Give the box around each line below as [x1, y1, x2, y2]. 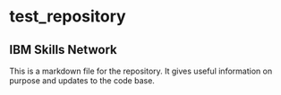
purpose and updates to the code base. [9, 75, 155, 86]
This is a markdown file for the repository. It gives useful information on [9, 65, 273, 76]
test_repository [9, 6, 127, 27]
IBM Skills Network [9, 42, 118, 57]
